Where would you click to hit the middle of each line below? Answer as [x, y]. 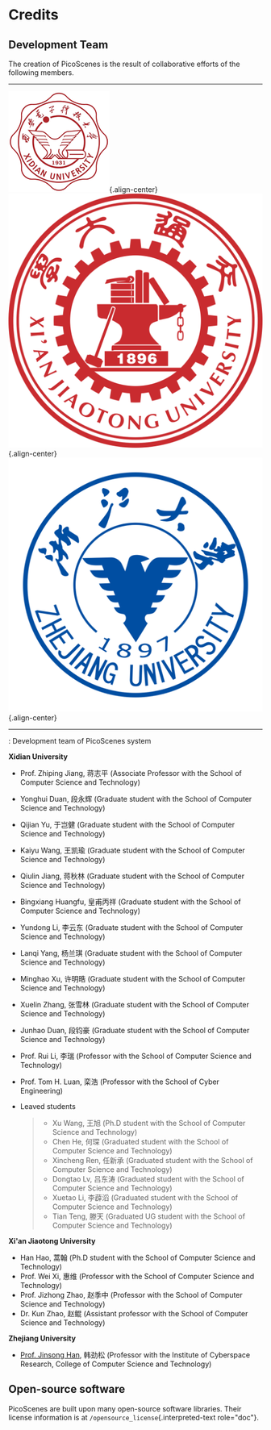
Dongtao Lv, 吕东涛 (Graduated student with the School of [148, 1179]
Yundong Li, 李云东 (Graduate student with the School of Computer [131, 928]
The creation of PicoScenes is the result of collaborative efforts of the [124, 64]
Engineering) [41, 1091]
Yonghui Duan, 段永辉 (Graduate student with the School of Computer [136, 799]
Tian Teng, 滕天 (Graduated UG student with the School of [149, 1216]
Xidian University [38, 757]
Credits [33, 15]
